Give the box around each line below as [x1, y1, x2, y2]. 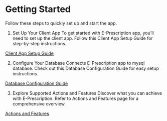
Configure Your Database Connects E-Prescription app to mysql [12, 60, 145, 66]
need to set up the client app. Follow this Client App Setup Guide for [12, 35, 153, 41]
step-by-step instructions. [12, 40, 67, 46]
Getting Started [5, 4, 71, 15]
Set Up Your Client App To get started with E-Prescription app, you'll [12, 30, 154, 36]
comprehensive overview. [12, 100, 66, 106]
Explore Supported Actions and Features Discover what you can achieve [12, 90, 162, 96]
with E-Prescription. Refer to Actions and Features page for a [12, 95, 139, 101]
